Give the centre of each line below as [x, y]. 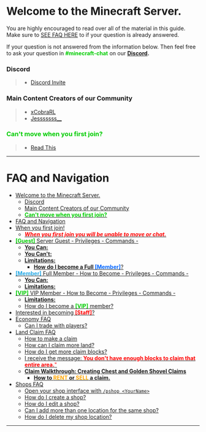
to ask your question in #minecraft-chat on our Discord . [78, 53]
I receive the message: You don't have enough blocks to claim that [110, 358]
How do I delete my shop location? [68, 417]
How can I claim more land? [59, 345]
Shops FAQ [29, 384]
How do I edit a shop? [52, 404]
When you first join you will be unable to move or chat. [95, 234]
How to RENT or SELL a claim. [72, 377]
